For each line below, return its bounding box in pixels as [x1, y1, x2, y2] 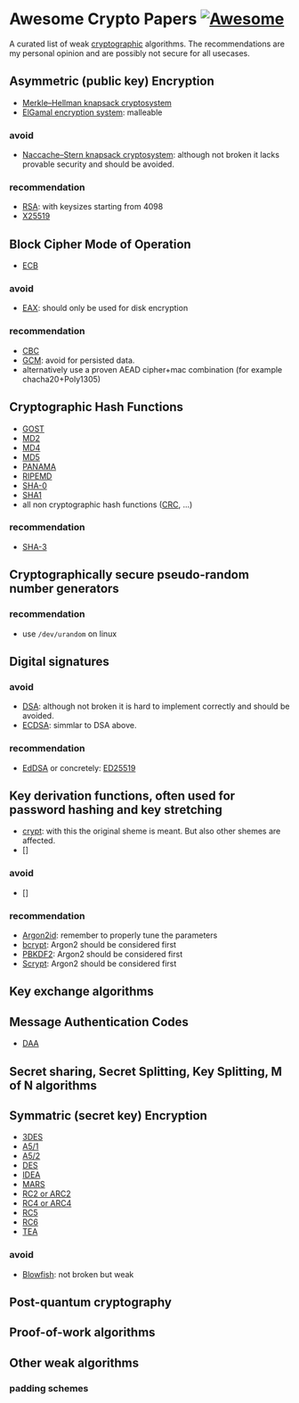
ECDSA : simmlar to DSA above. [21, 720, 137, 731]
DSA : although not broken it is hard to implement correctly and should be [21, 701, 290, 712]
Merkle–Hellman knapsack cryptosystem [21, 97, 172, 108]
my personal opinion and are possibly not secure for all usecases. [9, 47, 251, 58]
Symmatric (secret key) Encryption [9, 1108, 207, 1123]
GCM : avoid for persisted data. [21, 355, 135, 365]
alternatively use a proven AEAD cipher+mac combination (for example [21, 364, 283, 374]
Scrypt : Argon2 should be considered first [21, 958, 177, 969]
